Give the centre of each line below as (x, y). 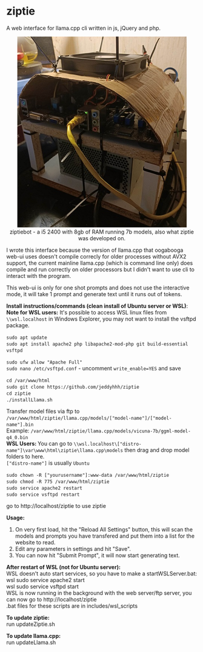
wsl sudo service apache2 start (45, 580)
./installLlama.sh (29, 400)
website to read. (35, 542)
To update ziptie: (28, 617)
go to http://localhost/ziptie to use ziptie (56, 505)
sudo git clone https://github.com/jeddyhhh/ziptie (73, 387)
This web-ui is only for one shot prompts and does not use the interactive (98, 288)
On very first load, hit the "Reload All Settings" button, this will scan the (104, 529)
